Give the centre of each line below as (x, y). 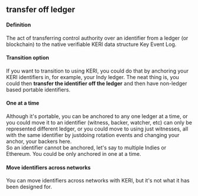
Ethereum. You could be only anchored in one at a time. (74, 154)
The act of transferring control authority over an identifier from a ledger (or (97, 38)
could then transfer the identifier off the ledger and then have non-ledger (97, 83)
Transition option (27, 58)
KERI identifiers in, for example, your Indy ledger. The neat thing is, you (92, 77)
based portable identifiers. (38, 89)
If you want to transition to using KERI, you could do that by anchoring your (98, 71)
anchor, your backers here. (39, 141)
